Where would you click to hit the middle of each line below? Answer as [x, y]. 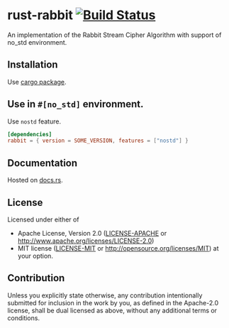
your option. [35, 256]
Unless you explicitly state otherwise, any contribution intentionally [105, 295]
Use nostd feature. [34, 121]
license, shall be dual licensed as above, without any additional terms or [112, 310]
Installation [33, 65]
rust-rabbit [40, 15]
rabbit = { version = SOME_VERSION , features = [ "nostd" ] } [98, 141]
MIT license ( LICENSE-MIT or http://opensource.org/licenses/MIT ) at [118, 248]
